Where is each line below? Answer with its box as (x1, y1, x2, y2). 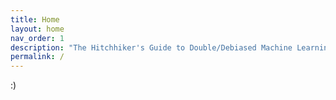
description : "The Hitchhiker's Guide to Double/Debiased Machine (10, 42, 293, 53)
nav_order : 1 (10, 33, 65, 43)
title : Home (10, 14, 60, 25)
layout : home (10, 24, 65, 34)
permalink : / (10, 52, 65, 62)
